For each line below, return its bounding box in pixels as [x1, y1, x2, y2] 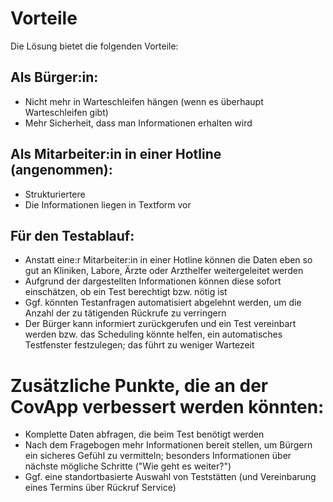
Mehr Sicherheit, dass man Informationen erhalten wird [24, 117, 253, 129]
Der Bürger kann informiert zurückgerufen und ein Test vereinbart [24, 318, 297, 330]
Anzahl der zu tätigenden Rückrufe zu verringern [24, 307, 227, 319]
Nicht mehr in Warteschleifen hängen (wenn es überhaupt [24, 95, 264, 107]
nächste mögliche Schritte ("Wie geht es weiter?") [24, 460, 232, 472]
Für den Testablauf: [10, 227, 135, 244]
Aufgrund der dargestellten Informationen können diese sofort [24, 275, 282, 287]
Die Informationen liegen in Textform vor [24, 198, 192, 211]
